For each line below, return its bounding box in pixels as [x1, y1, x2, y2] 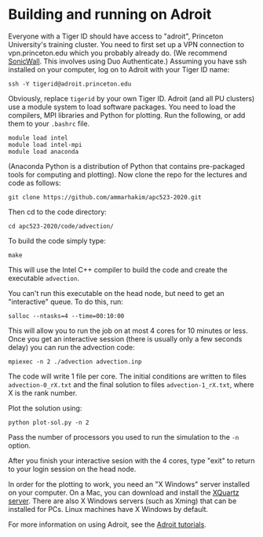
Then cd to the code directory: [8, 206, 108, 217]
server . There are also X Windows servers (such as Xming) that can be [8, 496, 237, 506]
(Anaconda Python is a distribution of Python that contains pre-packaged [8, 161, 246, 170]
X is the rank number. [8, 388, 78, 397]
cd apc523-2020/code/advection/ [8, 222, 114, 230]
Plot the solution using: [8, 403, 82, 413]
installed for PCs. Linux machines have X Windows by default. [8, 504, 209, 513]
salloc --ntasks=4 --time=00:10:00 [8, 312, 125, 320]
